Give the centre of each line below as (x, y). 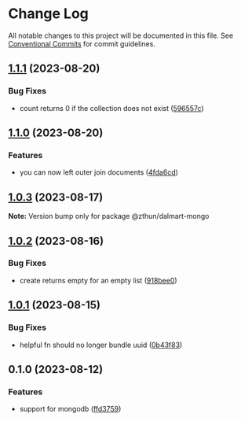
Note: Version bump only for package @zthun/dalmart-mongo (109, 216)
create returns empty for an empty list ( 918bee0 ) (99, 280)
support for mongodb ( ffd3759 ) (70, 409)
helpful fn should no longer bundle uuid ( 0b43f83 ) (101, 345)
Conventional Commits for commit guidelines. (82, 43)
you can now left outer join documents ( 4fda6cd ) (99, 172)
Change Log (48, 14)
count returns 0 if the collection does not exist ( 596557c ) (111, 108)
